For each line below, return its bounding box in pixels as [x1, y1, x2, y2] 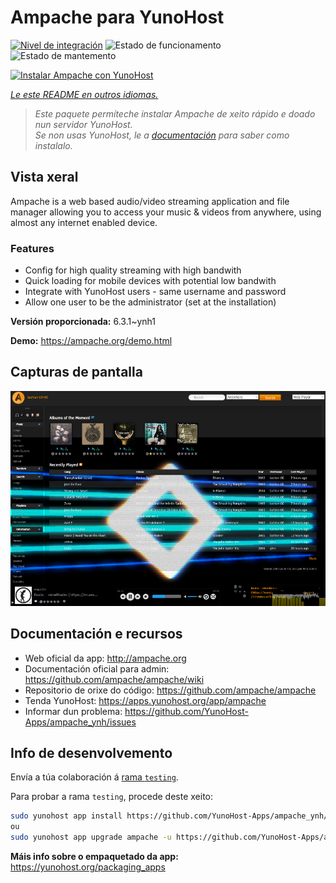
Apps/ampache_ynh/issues [24, 716, 137, 728]
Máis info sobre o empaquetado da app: [10, 850, 179, 862]
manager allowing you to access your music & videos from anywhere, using [10, 206, 322, 218]
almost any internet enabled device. [10, 216, 158, 228]
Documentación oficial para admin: [24, 662, 170, 675]
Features [10, 241, 55, 255]
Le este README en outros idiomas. [10, 88, 159, 100]
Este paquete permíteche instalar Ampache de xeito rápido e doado [34, 107, 316, 120]
